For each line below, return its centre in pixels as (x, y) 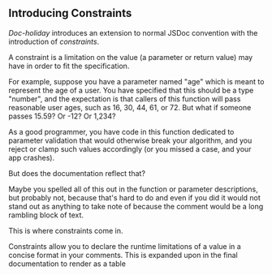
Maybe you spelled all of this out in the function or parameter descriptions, (133, 189)
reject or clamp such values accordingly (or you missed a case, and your (130, 148)
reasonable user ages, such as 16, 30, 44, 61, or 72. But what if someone (130, 107)
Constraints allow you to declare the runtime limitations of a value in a (125, 246)
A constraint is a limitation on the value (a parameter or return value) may (131, 57)
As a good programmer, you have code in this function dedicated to (121, 131)
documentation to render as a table (67, 264)
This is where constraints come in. (66, 230)
